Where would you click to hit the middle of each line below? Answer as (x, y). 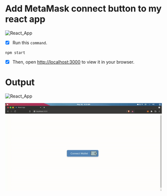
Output (20, 82)
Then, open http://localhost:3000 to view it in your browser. (73, 62)
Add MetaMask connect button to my (83, 9)
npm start (15, 53)
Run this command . (30, 42)
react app (25, 19)
